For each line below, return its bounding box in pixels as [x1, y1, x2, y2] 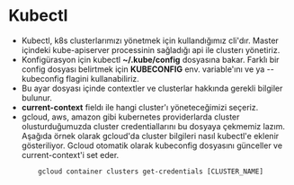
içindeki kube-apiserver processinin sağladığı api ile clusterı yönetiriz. [21, 44, 281, 55]
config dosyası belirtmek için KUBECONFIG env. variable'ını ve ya [21, 64, 265, 75]
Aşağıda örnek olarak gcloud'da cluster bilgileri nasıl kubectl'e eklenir [21, 130, 280, 141]
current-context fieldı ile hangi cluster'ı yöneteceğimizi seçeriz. [21, 101, 259, 112]
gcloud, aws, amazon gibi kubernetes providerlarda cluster [21, 111, 240, 122]
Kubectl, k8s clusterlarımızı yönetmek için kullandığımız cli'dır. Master [21, 35, 280, 46]
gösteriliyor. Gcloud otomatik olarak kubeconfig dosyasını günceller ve [21, 140, 283, 151]
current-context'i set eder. [21, 149, 120, 160]
